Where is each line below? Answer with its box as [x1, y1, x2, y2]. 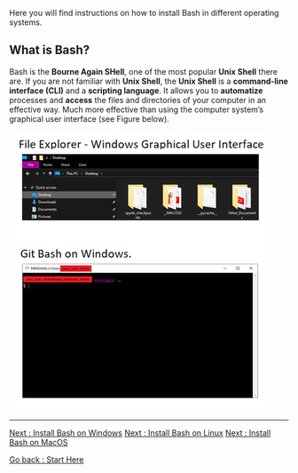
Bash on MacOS [9, 437, 68, 447]
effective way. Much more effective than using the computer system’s [9, 104, 264, 115]
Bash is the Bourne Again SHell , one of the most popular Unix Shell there [9, 66, 278, 76]
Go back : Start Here [9, 453, 84, 465]
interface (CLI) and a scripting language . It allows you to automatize [9, 84, 263, 96]
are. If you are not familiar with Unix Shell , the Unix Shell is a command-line [9, 76, 288, 86]
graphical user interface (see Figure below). [9, 113, 170, 124]
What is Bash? [9, 43, 90, 58]
